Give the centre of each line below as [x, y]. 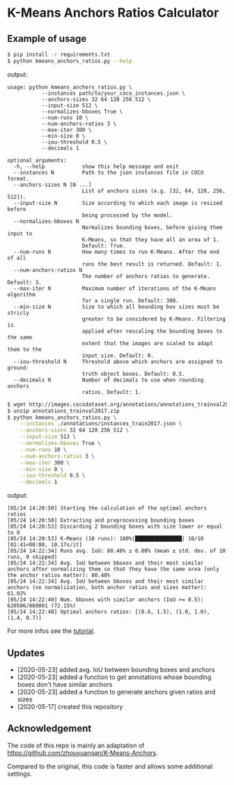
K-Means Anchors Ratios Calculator [113, 13]
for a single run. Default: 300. [130, 300]
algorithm [22, 294]
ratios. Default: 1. [111, 392]
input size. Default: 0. [118, 356]
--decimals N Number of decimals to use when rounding [109, 380]
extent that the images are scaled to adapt [148, 343]
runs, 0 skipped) [32, 557]
